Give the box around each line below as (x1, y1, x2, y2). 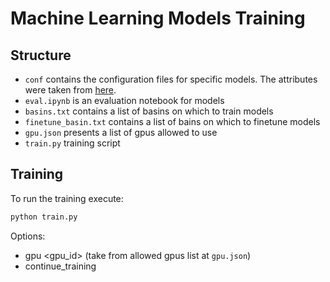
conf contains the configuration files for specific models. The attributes (24, 73, 318, 85)
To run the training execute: (10, 192, 124, 204)
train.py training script (24, 137, 121, 149)
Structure (10, 47, 72, 64)
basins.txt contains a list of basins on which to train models (24, 105, 274, 117)
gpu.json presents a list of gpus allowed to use (24, 127, 218, 138)
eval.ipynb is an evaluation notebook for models (24, 95, 225, 106)
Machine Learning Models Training (10, 7, 306, 30)
